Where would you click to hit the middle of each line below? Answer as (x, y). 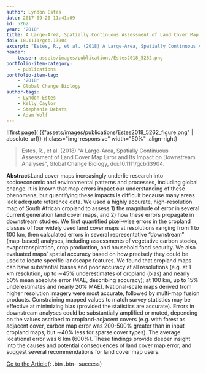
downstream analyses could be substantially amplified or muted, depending (102, 313)
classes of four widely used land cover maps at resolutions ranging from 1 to (103, 228)
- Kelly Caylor (37, 103)
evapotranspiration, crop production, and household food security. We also (101, 248)
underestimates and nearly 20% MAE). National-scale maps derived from (99, 287)
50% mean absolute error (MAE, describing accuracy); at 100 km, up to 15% (102, 280)
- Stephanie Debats (42, 109)
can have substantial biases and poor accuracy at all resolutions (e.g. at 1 (99, 267)
